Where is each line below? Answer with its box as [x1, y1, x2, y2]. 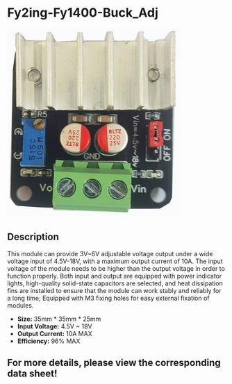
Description [7, 231, 59, 243]
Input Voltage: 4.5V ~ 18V [17, 322, 92, 331]
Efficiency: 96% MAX [17, 337, 81, 345]
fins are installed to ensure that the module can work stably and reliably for [7, 286, 222, 294]
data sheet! [7, 368, 58, 380]
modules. [7, 301, 34, 310]
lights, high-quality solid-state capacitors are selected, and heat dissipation [7, 279, 224, 287]
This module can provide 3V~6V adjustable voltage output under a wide [7, 249, 213, 258]
